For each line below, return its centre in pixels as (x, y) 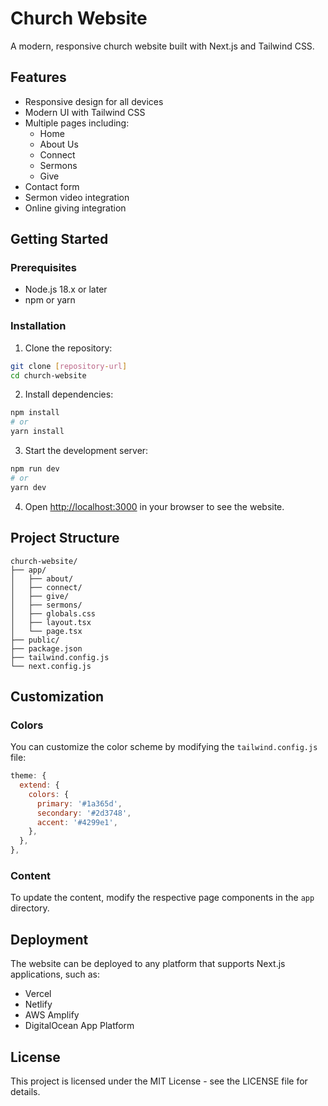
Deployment (49, 939)
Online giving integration (75, 208)
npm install (35, 413)
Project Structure (65, 538)
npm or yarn (50, 300)
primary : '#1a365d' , (79, 803)
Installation (38, 326)
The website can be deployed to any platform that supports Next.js (148, 964)
